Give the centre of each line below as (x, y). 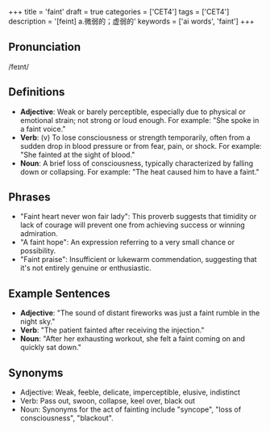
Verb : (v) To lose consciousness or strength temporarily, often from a (135, 137)
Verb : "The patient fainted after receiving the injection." (112, 330)
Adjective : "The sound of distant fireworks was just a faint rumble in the (140, 313)
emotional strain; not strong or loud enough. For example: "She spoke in (139, 120)
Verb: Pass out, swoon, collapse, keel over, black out (108, 401)
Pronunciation (45, 47)
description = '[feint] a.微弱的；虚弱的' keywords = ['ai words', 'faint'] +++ (132, 21)
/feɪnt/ (19, 66)
